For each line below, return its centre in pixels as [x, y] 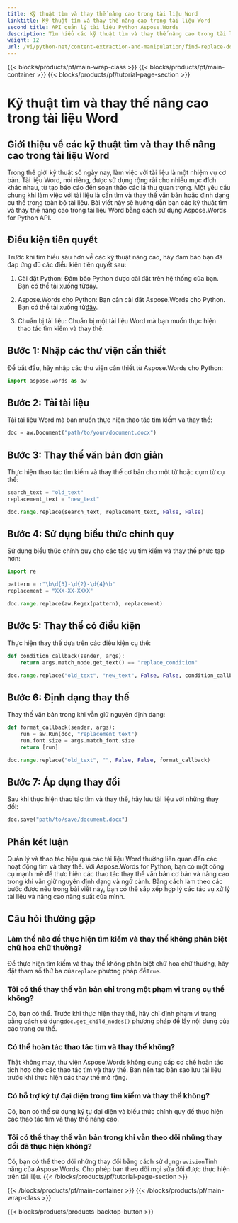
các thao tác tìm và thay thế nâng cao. [63, 1119]
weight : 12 [23, 40]
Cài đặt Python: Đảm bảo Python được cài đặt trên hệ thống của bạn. [118, 278]
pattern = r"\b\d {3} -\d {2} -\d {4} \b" [61, 585]
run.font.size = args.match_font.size [77, 741]
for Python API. [29, 218]
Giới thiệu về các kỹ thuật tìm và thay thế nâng [112, 144]
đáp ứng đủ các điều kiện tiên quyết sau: [67, 264]
